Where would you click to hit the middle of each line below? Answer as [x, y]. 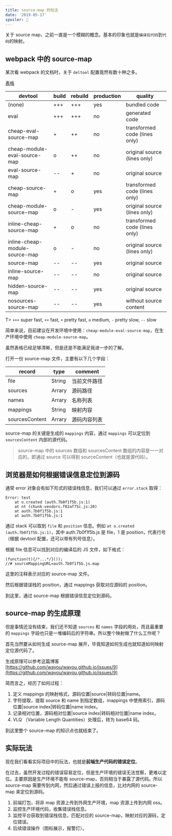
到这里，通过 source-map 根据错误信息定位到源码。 [60, 596]
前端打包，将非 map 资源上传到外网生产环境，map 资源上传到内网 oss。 [89, 802]
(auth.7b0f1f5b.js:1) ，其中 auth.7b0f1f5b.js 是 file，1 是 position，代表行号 [85, 532]
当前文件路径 [87, 381]
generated [138, 113]
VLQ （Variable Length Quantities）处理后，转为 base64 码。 [77, 719]
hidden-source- [28, 286]
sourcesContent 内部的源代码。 [38, 440]
